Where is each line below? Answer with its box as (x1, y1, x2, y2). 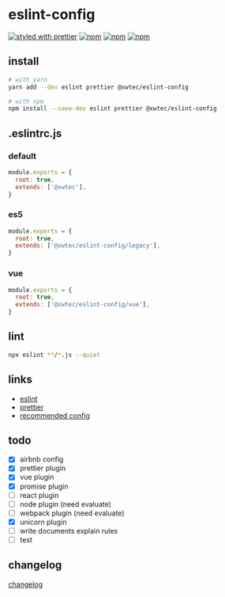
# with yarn (8, 75, 47, 84)
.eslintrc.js (8, 127, 62, 140)
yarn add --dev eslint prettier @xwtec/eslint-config (8, 83, 189, 91)
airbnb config (19, 454, 64, 464)
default (8, 150, 37, 162)
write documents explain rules (19, 526, 118, 535)
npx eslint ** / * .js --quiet (8, 351, 101, 359)
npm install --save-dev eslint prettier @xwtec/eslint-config (8, 105, 217, 112)
